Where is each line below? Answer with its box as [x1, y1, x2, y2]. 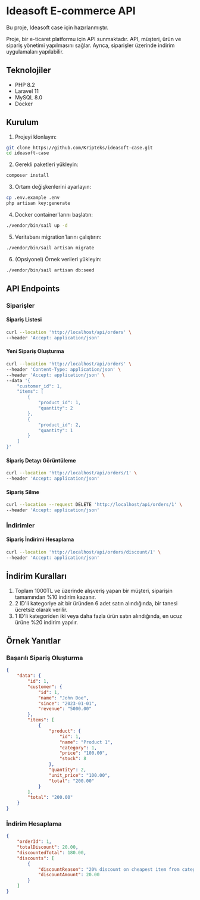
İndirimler [6, 521, 35, 529]
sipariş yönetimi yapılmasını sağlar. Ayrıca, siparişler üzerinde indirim [6, 42, 175, 49]
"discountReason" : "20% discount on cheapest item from [37, 866, 180, 873]
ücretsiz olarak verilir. [14, 606, 68, 613]
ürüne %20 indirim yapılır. [14, 618, 79, 626]
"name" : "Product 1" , [59, 739, 113, 745]
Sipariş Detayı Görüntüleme [6, 457, 76, 464]
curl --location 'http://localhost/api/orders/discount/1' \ [6, 549, 161, 555]
